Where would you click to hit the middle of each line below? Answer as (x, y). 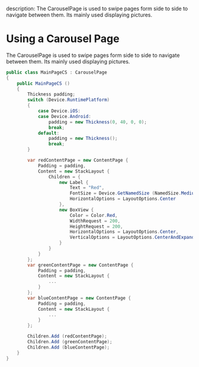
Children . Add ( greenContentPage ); (70, 342)
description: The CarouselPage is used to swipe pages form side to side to (97, 9)
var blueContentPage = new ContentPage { (79, 298)
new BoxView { (76, 210)
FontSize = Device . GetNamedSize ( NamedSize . (126, 193)
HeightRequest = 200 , (96, 226)
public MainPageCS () (43, 83)
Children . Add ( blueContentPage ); (69, 347)
